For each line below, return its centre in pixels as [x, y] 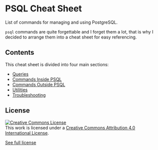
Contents [20, 53]
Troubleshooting [29, 95]
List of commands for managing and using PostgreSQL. [61, 22]
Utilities [20, 90]
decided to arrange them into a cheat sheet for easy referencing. [71, 37]
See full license [21, 142]
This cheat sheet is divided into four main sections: [57, 64]
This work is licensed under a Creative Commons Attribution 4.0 [70, 128]
